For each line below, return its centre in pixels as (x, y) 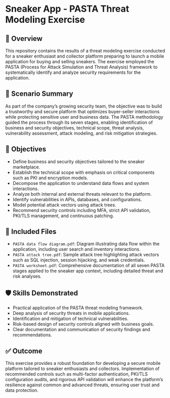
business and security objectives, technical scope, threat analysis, (75, 127)
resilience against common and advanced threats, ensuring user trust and (82, 385)
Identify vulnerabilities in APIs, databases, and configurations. (77, 199)
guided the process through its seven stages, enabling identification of (79, 122)
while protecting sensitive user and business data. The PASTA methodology (84, 117)
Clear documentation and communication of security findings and (81, 330)
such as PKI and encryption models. (50, 178)
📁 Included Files (31, 232)
